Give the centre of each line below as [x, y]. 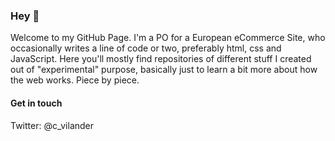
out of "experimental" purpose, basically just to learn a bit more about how [164, 70]
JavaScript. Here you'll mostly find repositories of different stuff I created [161, 59]
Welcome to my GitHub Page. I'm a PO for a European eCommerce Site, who [168, 38]
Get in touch [36, 103]
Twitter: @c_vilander [52, 125]
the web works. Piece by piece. [75, 80]
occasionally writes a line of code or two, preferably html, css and [146, 48]
